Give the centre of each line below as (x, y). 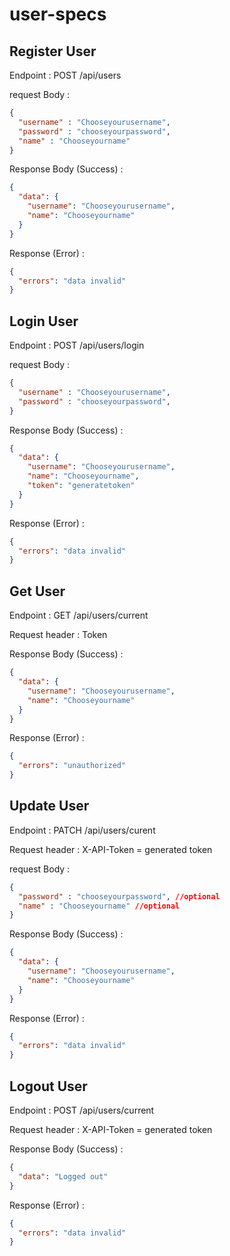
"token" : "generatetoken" (81, 486)
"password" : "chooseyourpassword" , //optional (119, 896)
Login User (44, 321)
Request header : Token (58, 635)
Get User (37, 591)
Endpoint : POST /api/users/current (82, 1110)
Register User (53, 51)
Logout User (48, 1086)
